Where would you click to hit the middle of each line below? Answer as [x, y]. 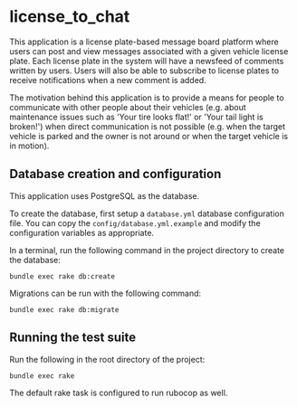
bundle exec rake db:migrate [64, 309]
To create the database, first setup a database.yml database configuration [147, 213]
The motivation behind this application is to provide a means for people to [147, 98]
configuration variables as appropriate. [82, 232]
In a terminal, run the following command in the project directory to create [147, 250]
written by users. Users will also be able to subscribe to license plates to [144, 71]
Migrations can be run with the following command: [105, 293]
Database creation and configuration [115, 174]
